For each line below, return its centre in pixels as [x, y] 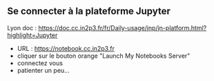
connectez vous [40, 63]
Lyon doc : [22, 27]
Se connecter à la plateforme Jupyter [89, 11]
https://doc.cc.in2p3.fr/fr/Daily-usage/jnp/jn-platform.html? [123, 27]
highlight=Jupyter [32, 35]
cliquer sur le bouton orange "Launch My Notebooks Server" [104, 56]
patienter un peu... [43, 70]
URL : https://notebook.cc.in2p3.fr [66, 48]
